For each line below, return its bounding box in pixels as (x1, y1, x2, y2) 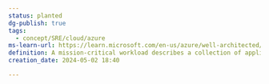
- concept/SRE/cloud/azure (15, 34, 106, 42)
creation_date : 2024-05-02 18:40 (8, 57, 120, 65)
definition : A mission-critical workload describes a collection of (8, 49, 242, 57)
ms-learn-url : (8, 42, 56, 50)
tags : (8, 26, 26, 34)
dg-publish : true (8, 19, 66, 27)
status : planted (8, 11, 62, 20)
